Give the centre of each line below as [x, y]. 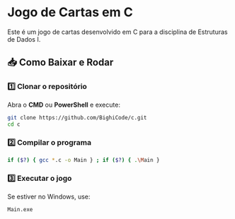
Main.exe [20, 209]
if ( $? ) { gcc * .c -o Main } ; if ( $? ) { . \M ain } [84, 160]
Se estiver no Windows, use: [49, 196]
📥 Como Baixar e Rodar [61, 63]
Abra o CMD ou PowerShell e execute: [64, 105]
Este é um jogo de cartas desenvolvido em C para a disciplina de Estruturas [117, 32]
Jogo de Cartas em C [70, 12]
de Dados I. [24, 39]
